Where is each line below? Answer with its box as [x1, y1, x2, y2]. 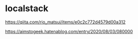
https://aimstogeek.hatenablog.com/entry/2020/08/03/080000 [5, 28, 133, 34]
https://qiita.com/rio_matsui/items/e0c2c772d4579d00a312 [5, 19, 126, 25]
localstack [5, 3, 49, 14]
